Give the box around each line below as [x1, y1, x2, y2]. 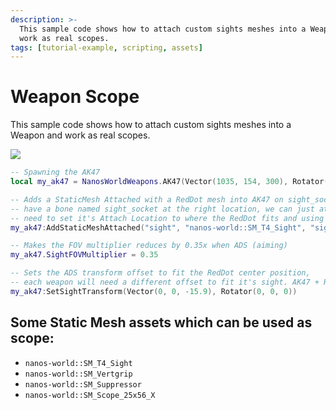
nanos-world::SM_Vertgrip [24, 369, 133, 379]
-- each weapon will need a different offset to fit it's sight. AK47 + [10, 277, 320, 288]
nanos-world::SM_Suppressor [24, 379, 142, 390]
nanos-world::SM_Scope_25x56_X [24, 390, 156, 400]
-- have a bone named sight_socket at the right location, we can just [10, 204, 315, 214]
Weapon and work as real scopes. [10, 129, 151, 141]
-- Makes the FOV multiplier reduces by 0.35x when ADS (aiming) [10, 241, 288, 251]
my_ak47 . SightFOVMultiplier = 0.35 [10, 250, 159, 260]
